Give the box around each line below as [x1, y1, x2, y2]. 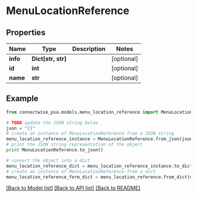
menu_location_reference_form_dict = [6, 174, 98, 180]
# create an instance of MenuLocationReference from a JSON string [6, 131, 175, 137]
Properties [6, 28, 46, 38]
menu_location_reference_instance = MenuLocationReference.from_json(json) [6, 136, 195, 142]
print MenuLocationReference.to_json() [6, 147, 104, 153]
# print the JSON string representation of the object [6, 142, 143, 148]
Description [72, 45, 106, 53]
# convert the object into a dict [6, 157, 91, 164]
